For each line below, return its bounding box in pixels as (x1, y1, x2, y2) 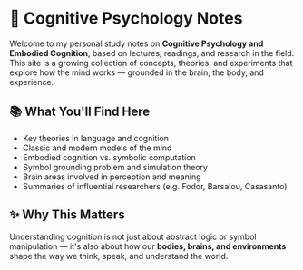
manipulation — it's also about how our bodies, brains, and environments (9, 240, 287, 252)
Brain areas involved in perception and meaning (22, 171, 201, 182)
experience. (9, 76, 54, 87)
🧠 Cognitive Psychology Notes (9, 8, 243, 29)
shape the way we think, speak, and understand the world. (9, 250, 229, 261)
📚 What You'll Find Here (9, 104, 151, 120)
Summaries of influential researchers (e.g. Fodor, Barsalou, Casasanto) (22, 180, 288, 191)
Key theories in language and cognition (22, 132, 170, 143)
